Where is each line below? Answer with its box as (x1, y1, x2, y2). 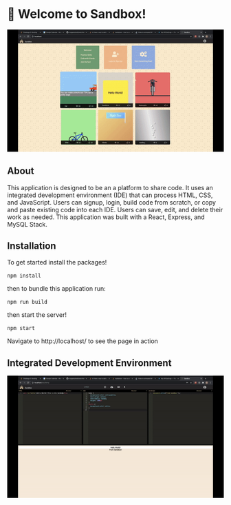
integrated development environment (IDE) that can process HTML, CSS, (7, 191, 213, 199)
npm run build (7, 299, 48, 306)
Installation (7, 240, 56, 252)
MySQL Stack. (7, 220, 48, 228)
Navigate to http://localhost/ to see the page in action (7, 337, 158, 345)
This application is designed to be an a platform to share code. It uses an (7, 183, 213, 192)
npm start (7, 325, 36, 332)
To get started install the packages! (7, 258, 107, 267)
